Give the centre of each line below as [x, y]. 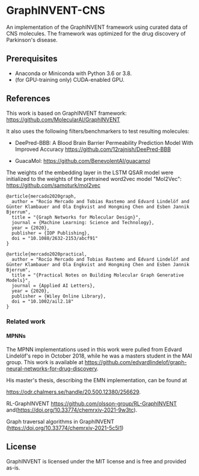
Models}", [19, 280]
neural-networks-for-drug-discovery [52, 368]
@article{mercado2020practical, [47, 254]
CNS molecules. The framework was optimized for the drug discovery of [96, 33]
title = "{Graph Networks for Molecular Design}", [76, 217]
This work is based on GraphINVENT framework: [67, 113]
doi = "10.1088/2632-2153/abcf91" [55, 238]
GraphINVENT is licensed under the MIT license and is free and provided [96, 461]
